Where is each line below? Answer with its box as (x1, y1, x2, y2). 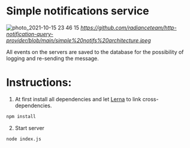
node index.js (6, 136, 42, 142)
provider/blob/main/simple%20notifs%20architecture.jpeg (6, 37, 151, 44)
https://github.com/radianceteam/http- (80, 24, 177, 31)
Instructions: (6, 76, 72, 89)
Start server (14, 124, 45, 131)
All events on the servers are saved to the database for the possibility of (6, 48, 184, 55)
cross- (142, 95, 159, 102)
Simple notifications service (6, 4, 149, 18)
